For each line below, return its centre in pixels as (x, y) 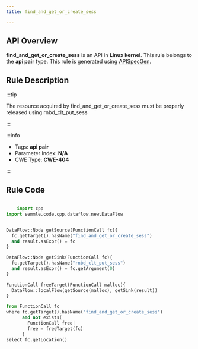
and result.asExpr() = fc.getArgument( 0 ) (63, 269)
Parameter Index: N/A (41, 153)
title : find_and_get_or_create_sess (51, 12)
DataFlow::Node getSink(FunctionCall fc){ (59, 257)
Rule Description (38, 80)
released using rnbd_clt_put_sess (47, 112)
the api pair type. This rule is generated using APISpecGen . (79, 62)
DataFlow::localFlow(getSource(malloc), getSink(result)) (85, 290)
